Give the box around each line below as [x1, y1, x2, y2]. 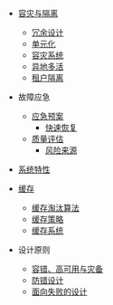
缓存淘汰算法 [31, 203, 80, 213]
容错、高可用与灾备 [31, 263, 104, 274]
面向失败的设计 [31, 286, 88, 297]
